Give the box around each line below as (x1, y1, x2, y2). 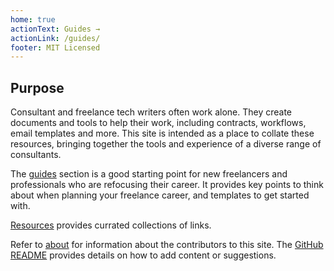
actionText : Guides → (10, 24, 101, 34)
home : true (10, 14, 56, 25)
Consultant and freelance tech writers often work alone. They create (10, 106, 293, 118)
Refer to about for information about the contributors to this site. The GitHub (10, 239, 324, 251)
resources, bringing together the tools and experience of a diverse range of (10, 138, 322, 150)
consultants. (10, 149, 62, 161)
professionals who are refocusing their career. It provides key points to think (10, 179, 324, 191)
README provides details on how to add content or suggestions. (10, 249, 277, 261)
